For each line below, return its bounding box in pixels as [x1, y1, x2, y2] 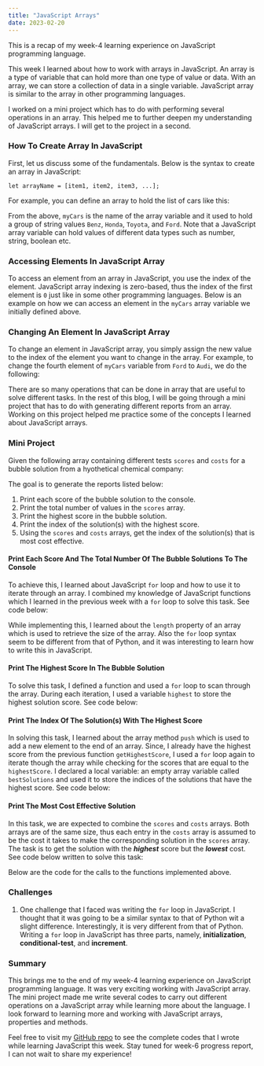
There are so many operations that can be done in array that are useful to [8, 384, 246, 394]
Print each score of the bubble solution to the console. [19, 494, 196, 504]
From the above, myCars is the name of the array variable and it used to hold [8, 211, 253, 220]
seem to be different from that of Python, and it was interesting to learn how [8, 637, 254, 646]
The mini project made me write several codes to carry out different [8, 992, 227, 1002]
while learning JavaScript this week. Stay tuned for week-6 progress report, [8, 1041, 254, 1050]
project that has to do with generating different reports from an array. [8, 402, 232, 411]
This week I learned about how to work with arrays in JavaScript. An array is [8, 64, 255, 73]
